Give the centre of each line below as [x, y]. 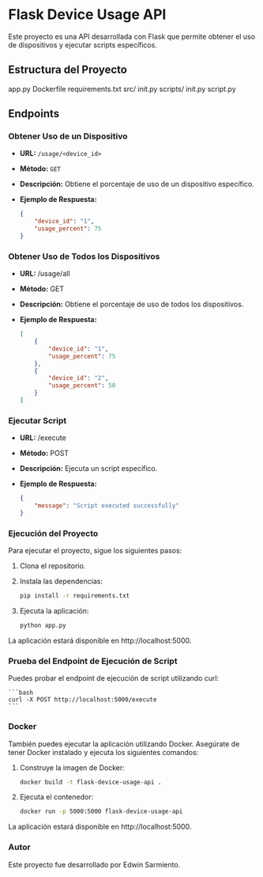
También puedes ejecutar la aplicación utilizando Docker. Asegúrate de [124, 744]
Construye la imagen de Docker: [72, 767]
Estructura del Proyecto [68, 70]
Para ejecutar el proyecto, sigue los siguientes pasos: [95, 551]
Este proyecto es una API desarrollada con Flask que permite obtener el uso [131, 36]
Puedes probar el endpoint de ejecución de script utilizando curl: [114, 678]
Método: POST [44, 454]
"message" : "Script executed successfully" [107, 506]
